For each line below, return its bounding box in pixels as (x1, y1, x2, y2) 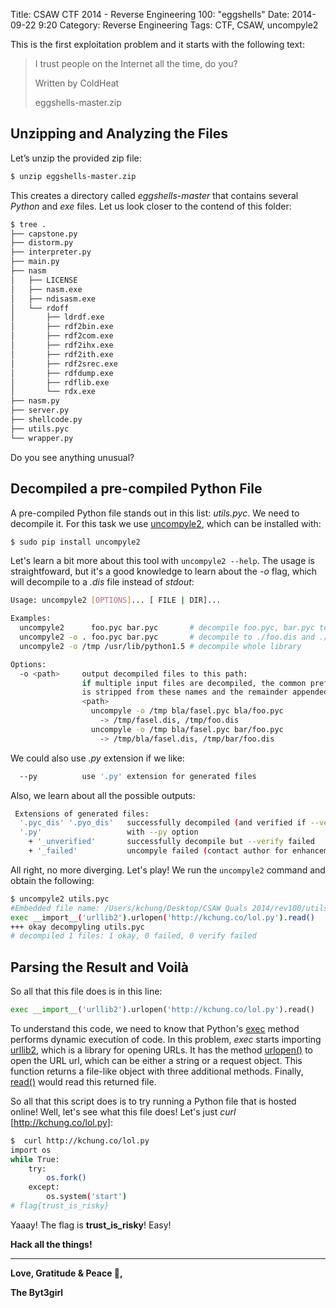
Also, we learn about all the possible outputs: (10, 789, 196, 801)
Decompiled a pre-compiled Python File (10, 480, 263, 498)
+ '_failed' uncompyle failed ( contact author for (28, 846, 288, 856)
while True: (10, 1154, 60, 1164)
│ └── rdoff (10, 303, 70, 313)
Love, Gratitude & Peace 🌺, (10, 1267, 123, 1279)
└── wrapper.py (10, 433, 74, 443)
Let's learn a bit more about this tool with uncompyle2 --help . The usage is (10, 555, 316, 567)
